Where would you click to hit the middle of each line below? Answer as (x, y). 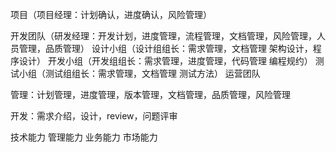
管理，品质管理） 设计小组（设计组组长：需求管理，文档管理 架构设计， (165, 48)
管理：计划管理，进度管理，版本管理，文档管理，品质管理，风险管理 (150, 94)
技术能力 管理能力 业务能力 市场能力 (84, 137)
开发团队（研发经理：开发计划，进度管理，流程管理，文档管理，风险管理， (163, 36)
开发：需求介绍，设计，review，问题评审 (94, 116)
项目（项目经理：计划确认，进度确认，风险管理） (111, 14)
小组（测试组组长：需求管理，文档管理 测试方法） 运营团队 (139, 73)
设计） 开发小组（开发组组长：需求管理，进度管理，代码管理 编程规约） (165, 61)
